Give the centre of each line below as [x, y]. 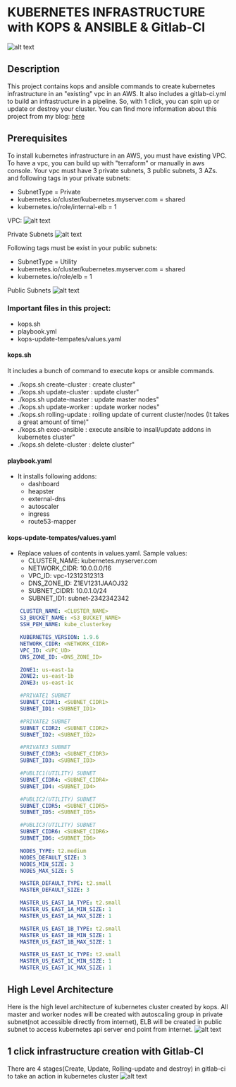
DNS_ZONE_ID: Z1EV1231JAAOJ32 [78, 583]
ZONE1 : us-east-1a [47, 670]
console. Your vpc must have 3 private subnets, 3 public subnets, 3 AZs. [113, 170]
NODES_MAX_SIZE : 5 [47, 871]
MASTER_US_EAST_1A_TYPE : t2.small [70, 903]
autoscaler [43, 507]
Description [33, 69]
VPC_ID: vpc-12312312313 [66, 576]
